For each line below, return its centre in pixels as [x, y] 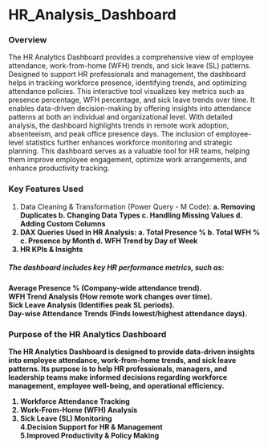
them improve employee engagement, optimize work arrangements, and [128, 160]
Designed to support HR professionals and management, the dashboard [127, 75]
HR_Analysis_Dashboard [92, 15]
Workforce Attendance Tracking [75, 401]
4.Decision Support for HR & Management [91, 427]
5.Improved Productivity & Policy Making [89, 436]
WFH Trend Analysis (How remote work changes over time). [110, 296]
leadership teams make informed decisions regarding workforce [118, 377]
